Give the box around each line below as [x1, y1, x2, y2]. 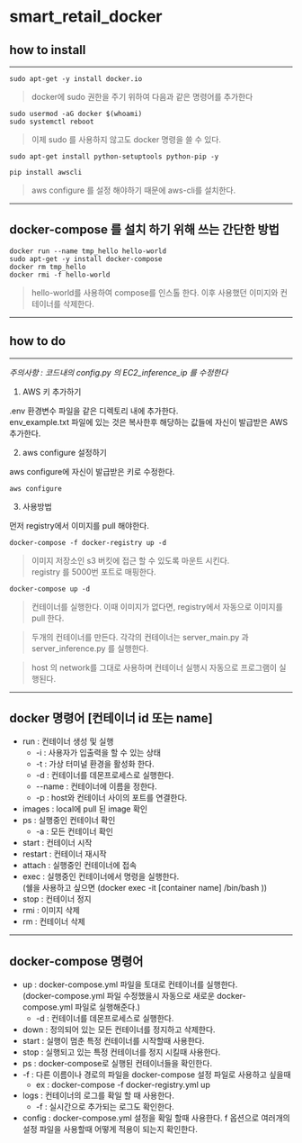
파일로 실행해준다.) [75, 1002, 141, 1012]
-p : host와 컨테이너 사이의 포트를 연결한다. [35, 793, 188, 803]
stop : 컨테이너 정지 [22, 894, 92, 904]
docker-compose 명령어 [9, 953, 144, 969]
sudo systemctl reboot [9, 117, 94, 126]
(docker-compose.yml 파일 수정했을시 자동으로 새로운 [22, 991, 216, 1002]
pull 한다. [31, 612, 65, 623]
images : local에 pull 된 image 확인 [22, 803, 148, 814]
